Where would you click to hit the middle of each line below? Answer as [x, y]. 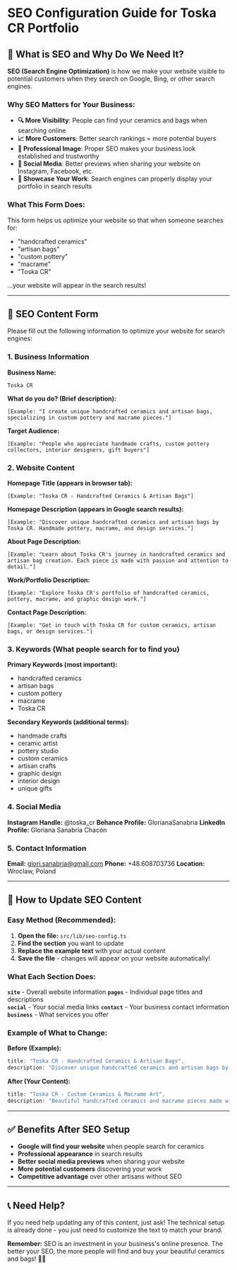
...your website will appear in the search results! [77, 285]
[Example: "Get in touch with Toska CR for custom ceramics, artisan [112, 625]
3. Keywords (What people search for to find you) [93, 649]
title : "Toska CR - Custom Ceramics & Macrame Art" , [86, 1094]
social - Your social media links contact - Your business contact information [118, 1007]
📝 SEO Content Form [53, 314]
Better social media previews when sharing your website [101, 1162]
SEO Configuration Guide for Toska [112, 13]
